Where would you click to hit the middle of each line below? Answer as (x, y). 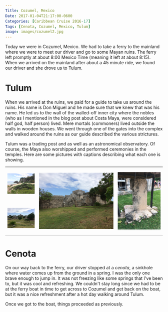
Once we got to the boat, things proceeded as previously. (64, 304)
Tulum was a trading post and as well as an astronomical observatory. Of (80, 144)
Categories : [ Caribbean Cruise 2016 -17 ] (48, 21)
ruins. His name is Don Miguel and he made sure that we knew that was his (82, 107)
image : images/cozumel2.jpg (34, 32)
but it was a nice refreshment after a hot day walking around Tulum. (75, 294)
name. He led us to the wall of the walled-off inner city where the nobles (79, 113)
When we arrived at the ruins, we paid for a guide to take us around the (78, 102)
